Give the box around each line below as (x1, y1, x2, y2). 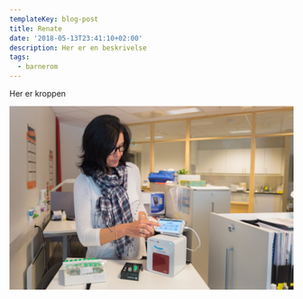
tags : (9, 52, 30, 62)
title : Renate (9, 23, 63, 33)
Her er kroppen (9, 89, 66, 98)
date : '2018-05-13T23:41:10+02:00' (9, 33, 143, 42)
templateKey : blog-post (9, 14, 99, 23)
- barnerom (17, 62, 59, 71)
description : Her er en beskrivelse (9, 43, 147, 52)
